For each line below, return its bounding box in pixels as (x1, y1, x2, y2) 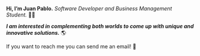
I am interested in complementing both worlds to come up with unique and (6, 23, 194, 29)
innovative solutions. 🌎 (6, 29, 67, 36)
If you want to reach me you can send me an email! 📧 (6, 43, 137, 50)
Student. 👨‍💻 (6, 11, 36, 18)
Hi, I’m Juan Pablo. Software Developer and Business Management (6, 5, 173, 12)
